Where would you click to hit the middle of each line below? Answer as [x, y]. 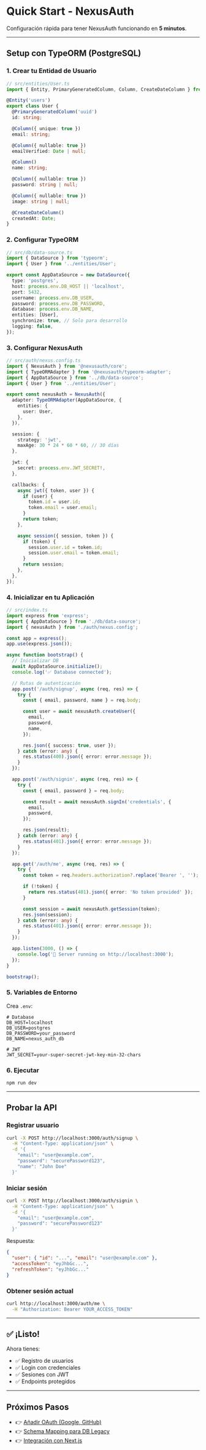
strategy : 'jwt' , [40, 440]
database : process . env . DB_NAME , [53, 309]
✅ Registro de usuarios [44, 1361]
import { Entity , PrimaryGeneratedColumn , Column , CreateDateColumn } [98, 89]
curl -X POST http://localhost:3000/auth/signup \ [72, 1138]
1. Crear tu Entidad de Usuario [51, 71]
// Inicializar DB [36, 661]
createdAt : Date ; [34, 218]
